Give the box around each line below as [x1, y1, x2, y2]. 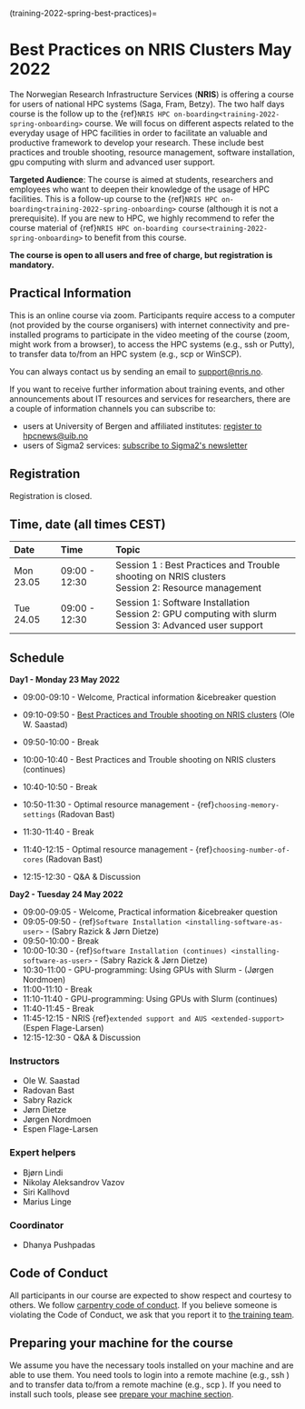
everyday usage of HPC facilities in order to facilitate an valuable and [9, 127, 268, 138]
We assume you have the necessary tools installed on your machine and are [9, 1359, 294, 1371]
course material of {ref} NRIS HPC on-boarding [9, 222, 179, 233]
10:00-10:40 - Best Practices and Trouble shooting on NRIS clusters [22, 754, 277, 765]
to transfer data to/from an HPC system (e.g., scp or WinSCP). [9, 348, 242, 359]
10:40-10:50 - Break [22, 782, 98, 793]
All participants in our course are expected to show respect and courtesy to [9, 1290, 292, 1301]
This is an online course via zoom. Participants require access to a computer [9, 309, 296, 321]
